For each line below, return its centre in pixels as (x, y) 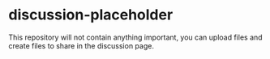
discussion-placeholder (91, 15)
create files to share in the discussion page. (81, 45)
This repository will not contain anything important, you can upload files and (135, 37)
